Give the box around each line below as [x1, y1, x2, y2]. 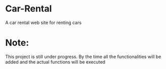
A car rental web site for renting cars [5, 19, 82, 25]
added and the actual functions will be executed [5, 58, 105, 65]
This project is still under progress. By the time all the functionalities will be [5, 53, 161, 59]
